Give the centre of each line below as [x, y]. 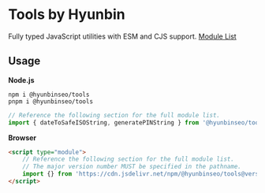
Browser [22, 137]
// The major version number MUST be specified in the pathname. [132, 167]
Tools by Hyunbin [67, 15]
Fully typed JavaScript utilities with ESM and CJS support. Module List [122, 36]
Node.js [21, 80]
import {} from [47, 174]
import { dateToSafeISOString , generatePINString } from [104, 122]
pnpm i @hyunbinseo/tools [50, 101]
